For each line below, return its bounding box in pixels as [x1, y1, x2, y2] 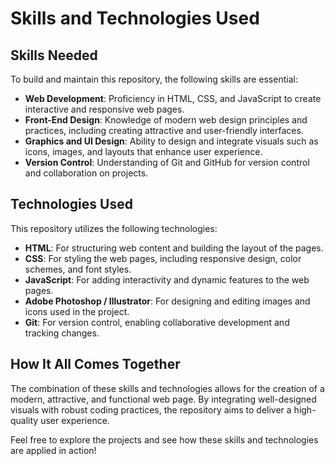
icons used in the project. [24, 305, 130, 317]
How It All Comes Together [10, 356, 181, 373]
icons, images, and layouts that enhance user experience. [24, 146, 263, 157]
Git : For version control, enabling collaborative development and [24, 316, 290, 328]
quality [10, 414, 39, 426]
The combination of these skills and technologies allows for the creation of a [10, 382, 325, 394]
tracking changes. [24, 327, 100, 339]
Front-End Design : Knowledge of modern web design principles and [24, 114, 308, 126]
